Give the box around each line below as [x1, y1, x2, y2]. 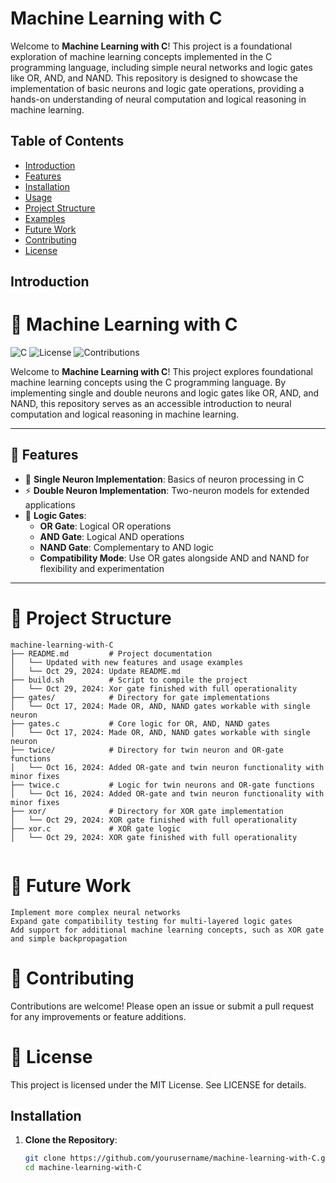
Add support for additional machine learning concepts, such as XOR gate [10, 925, 325, 935]
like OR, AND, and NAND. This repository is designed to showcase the [10, 72, 298, 84]
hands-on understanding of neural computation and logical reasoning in [10, 93, 307, 105]
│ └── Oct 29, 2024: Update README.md [10, 666, 182, 676]
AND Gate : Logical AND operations [39, 530, 185, 542]
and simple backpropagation [10, 933, 128, 944]
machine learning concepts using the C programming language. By [10, 377, 287, 389]
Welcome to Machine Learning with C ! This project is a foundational [10, 40, 293, 52]
